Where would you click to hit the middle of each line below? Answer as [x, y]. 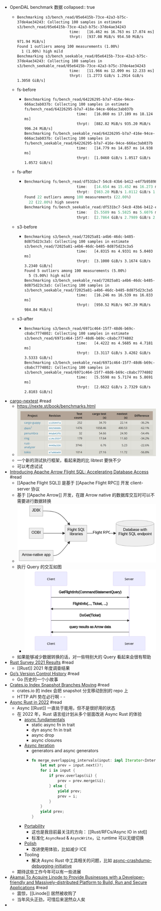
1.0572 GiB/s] [38, 163]
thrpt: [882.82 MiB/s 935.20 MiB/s [114, 124]
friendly [18, 882]
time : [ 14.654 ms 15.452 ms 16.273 [115, 186]
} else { [58, 786]
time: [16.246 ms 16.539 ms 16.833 [115, 295]
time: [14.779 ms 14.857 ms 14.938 [115, 148]
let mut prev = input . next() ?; [72, 765]
